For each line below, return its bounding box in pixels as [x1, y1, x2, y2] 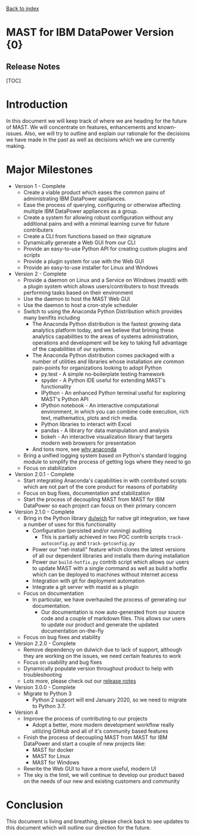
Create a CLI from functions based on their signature [23, 232, 152, 239]
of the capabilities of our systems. [32, 345, 115, 353]
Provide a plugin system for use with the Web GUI [23, 258, 144, 265]
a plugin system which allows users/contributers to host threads [23, 282, 179, 289]
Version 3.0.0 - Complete [14, 683, 76, 690]
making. [6, 142, 26, 149]
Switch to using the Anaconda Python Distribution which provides [23, 308, 183, 315]
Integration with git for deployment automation [32, 577, 145, 584]
